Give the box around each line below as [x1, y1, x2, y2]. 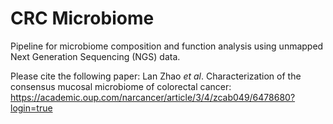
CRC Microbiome [10, 7, 155, 30]
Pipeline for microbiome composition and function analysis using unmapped [10, 40, 324, 52]
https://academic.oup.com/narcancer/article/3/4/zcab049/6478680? [10, 91, 296, 103]
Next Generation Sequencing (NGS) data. [10, 50, 181, 62]
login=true [10, 102, 53, 114]
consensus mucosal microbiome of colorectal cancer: [10, 80, 232, 92]
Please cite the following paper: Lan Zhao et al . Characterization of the [10, 70, 302, 82]
